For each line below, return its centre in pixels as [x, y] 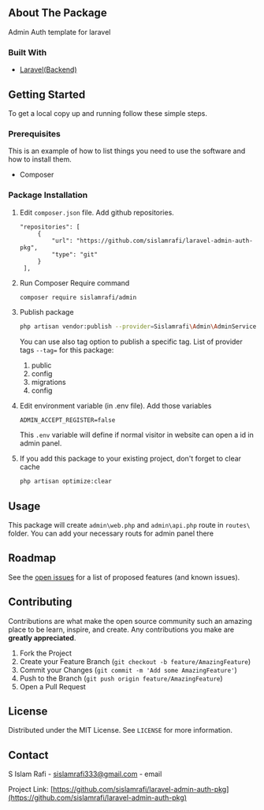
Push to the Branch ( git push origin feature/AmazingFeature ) [121, 678]
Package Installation [48, 195]
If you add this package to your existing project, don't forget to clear [130, 459]
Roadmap [32, 558]
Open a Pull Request [53, 686]
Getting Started [47, 94]
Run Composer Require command [74, 282]
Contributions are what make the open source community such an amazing [130, 621]
